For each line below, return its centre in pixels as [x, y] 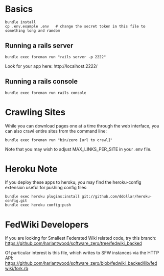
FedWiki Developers [47, 225]
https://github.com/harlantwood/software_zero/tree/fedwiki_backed [73, 243]
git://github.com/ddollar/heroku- [117, 197]
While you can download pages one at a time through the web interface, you [82, 125]
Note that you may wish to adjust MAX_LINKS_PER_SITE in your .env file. [78, 149]
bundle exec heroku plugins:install [42, 197]
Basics [19, 9]
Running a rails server [39, 46]
